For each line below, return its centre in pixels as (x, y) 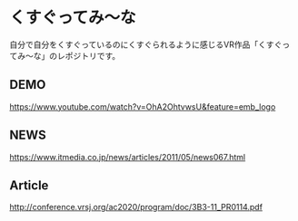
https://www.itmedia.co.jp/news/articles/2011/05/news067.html (128, 157)
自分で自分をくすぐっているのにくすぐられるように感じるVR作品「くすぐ (146, 44)
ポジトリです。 (93, 55)
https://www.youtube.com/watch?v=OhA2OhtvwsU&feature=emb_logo (143, 106)
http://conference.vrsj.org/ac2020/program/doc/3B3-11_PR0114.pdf (136, 207)
